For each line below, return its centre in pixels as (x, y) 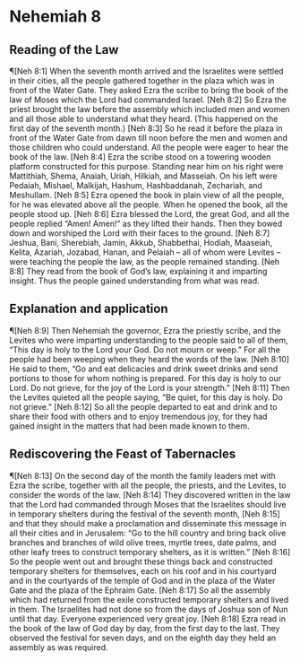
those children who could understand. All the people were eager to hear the (149, 147)
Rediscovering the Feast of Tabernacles (123, 454)
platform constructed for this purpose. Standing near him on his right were (146, 166)
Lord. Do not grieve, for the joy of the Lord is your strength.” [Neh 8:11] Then (150, 387)
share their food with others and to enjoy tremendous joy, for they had (138, 416)
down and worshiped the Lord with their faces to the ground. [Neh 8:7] (140, 233)
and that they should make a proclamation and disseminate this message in (148, 523)
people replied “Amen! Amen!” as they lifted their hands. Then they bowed (146, 223)
